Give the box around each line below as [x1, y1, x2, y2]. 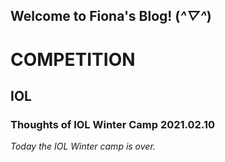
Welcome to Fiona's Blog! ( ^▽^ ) [10, 8, 212, 25]
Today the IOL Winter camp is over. [10, 140, 156, 153]
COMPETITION [10, 48, 136, 71]
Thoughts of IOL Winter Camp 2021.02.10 [10, 117, 215, 131]
